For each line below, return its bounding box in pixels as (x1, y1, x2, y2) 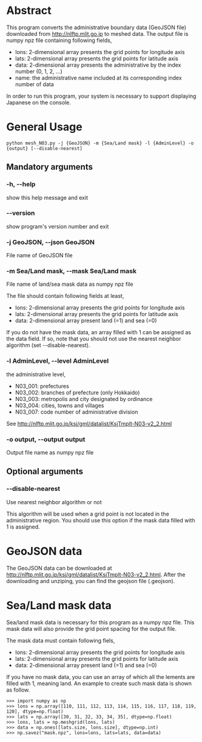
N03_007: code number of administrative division (15, 408, 138, 416)
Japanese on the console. (6, 98, 71, 106)
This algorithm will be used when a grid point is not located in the (6, 510, 170, 518)
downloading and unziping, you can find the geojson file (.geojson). (6, 577, 175, 584)
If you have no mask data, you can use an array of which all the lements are (6, 673, 195, 680)
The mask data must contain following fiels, (6, 636, 115, 644)
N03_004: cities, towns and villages (15, 402, 104, 409)
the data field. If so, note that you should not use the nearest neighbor (6, 335, 181, 343)
